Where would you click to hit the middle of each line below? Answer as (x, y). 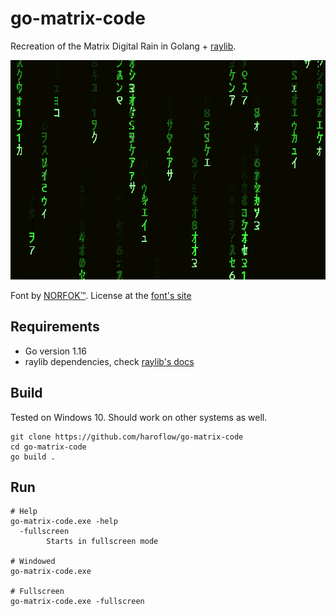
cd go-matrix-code (48, 447)
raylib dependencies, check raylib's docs (109, 361)
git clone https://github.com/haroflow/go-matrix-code (127, 437)
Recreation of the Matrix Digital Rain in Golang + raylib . (123, 46)
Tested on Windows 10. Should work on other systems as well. (139, 417)
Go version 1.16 (55, 351)
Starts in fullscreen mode (102, 542)
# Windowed (33, 562)
